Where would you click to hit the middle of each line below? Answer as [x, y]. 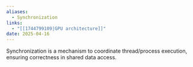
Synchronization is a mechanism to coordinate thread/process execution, [97, 51]
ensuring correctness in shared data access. [62, 57]
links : [14, 23]
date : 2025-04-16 [28, 34]
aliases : [17, 12]
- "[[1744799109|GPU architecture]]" [59, 28]
